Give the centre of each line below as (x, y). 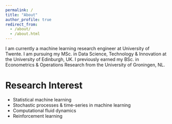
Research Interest (44, 86)
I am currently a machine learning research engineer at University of (78, 48)
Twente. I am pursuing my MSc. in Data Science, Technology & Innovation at (86, 54)
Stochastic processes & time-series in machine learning (72, 105)
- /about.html (25, 34)
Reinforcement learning (37, 116)
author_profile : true (28, 19)
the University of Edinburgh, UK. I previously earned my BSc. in (72, 59)
